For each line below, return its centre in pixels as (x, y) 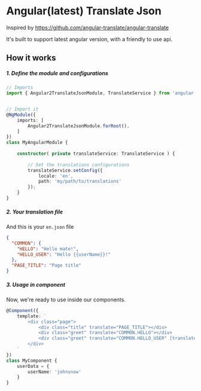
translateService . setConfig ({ (65, 170)
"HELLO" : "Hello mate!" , (48, 249)
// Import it (22, 109)
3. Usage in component (36, 285)
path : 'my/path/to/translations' (80, 181)
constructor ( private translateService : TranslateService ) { (96, 154)
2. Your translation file (35, 212)
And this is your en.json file (40, 227)
